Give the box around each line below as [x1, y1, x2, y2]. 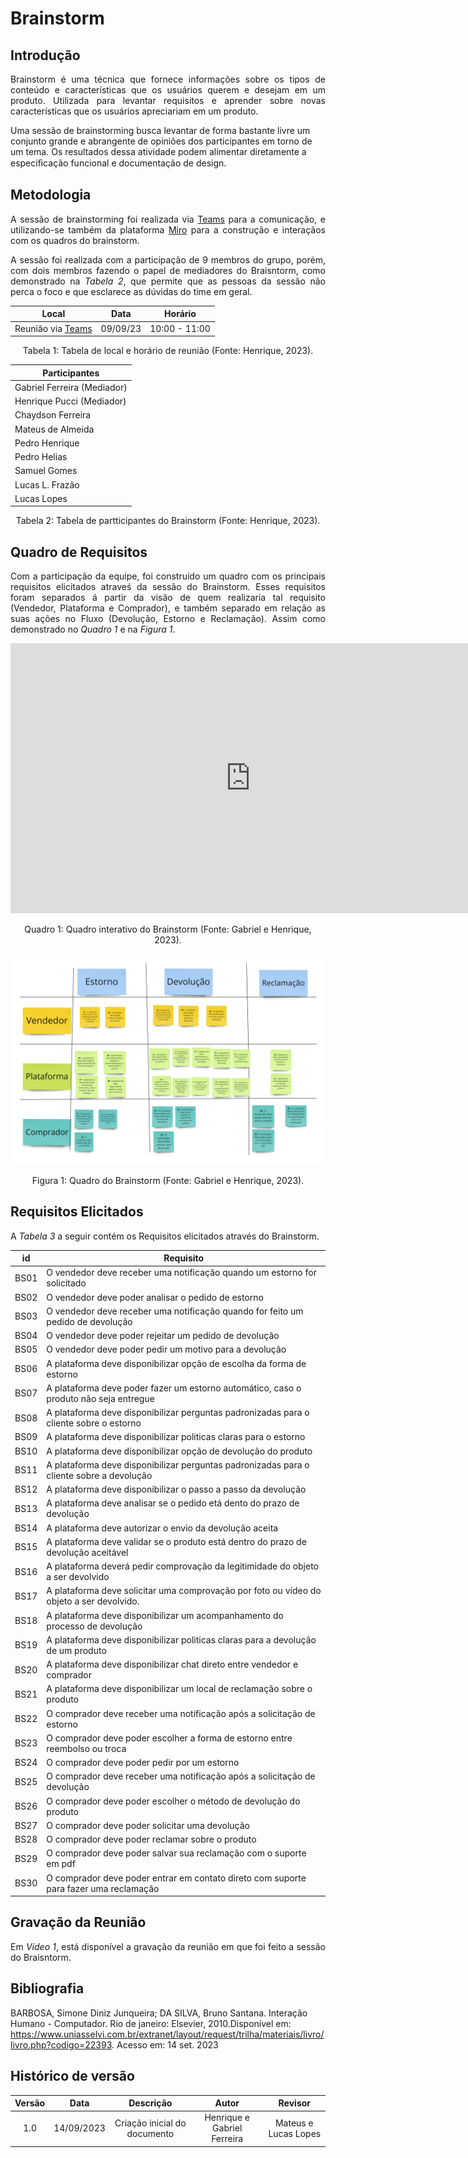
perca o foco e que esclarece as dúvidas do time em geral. [10, 285, 253, 297]
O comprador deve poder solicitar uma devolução [46, 1819, 251, 1831]
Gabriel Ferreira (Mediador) [14, 381, 128, 393]
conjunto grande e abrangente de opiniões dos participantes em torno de [10, 135, 313, 147]
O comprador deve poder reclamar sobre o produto [46, 1833, 257, 1846]
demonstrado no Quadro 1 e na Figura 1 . [10, 623, 176, 636]
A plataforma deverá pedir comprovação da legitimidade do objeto [46, 1560, 320, 1572]
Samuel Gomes [14, 465, 78, 477]
